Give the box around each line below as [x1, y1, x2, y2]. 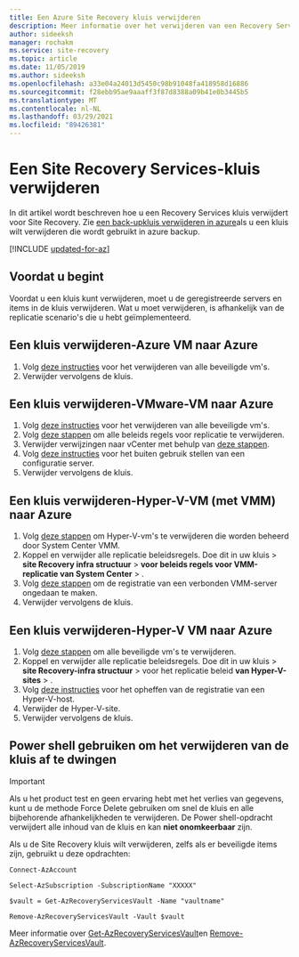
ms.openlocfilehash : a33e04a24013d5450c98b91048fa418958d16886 [9, 79, 249, 88]
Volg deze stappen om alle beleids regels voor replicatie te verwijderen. [21, 429, 285, 441]
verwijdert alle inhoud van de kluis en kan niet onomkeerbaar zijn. [9, 821, 253, 832]
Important [9, 775, 45, 786]
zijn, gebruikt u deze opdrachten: [9, 848, 131, 859]
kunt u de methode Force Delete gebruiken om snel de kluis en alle [9, 802, 255, 813]
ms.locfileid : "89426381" [9, 121, 105, 130]
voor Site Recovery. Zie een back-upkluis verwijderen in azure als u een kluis [9, 216, 289, 227]
